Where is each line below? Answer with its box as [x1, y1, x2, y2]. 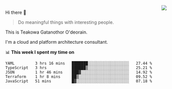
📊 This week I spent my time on [5, 49, 75, 55]
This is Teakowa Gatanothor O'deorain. [5, 29, 88, 35]
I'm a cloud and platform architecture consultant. [5, 39, 109, 45]
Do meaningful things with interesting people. [17, 19, 114, 25]
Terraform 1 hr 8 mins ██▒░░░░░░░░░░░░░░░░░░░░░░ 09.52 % [5, 74, 153, 79]
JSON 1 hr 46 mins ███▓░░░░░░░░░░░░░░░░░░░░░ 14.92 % [5, 70, 153, 75]
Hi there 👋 [5, 10, 27, 15]
